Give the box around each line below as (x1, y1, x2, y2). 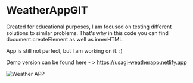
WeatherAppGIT (6, 4, 88, 17)
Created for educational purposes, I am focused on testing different (6, 23, 172, 30)
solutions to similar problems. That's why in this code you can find (6, 29, 169, 36)
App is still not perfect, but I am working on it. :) (6, 47, 123, 54)
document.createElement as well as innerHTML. (6, 36, 124, 43)
